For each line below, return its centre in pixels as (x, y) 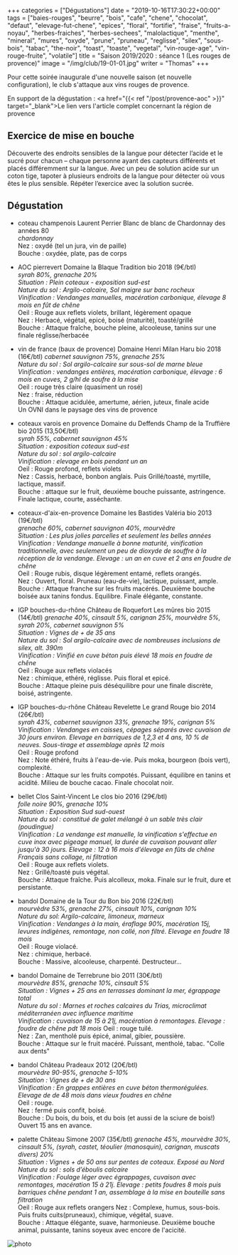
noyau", (18, 33)
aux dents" (33, 1051)
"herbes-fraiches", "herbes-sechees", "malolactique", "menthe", (125, 33)
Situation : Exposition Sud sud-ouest (71, 811)
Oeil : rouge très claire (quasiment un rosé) (80, 387)
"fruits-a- (217, 25)
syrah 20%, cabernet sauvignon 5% (71, 625)
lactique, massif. (42, 484)
